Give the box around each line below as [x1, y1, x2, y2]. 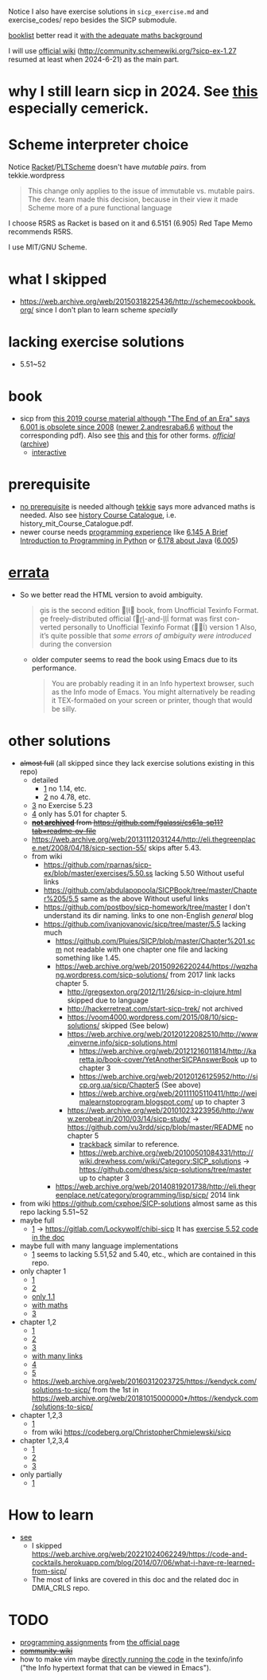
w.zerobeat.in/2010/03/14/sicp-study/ [67, 1113, 191, 1123]
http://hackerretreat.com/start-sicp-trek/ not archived [67, 1003, 244, 1013]
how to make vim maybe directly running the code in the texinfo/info [19, 1654, 244, 1664]
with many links [31, 1351, 83, 1360]
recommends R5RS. [8, 227, 73, 237]
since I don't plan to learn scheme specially [35, 305, 178, 315]
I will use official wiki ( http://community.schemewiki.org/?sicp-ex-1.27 [8, 46, 237, 55]
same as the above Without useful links [80, 893, 209, 903]
